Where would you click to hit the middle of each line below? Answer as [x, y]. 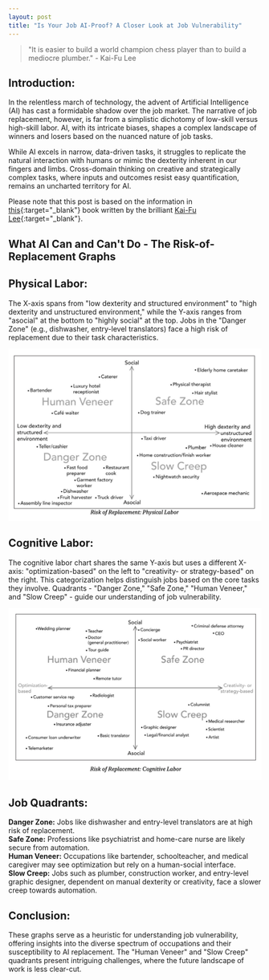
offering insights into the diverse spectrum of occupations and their [120, 944]
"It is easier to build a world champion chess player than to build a [137, 49]
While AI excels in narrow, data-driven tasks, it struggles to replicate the [127, 152]
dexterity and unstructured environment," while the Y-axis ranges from [125, 311]
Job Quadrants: [48, 803]
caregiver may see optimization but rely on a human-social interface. [122, 865]
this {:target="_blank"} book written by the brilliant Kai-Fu [102, 210]
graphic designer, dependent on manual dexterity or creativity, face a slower [135, 882]
